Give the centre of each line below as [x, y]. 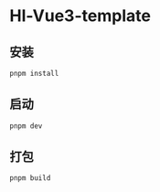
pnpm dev [26, 126]
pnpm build [30, 178]
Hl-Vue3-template [80, 16]
